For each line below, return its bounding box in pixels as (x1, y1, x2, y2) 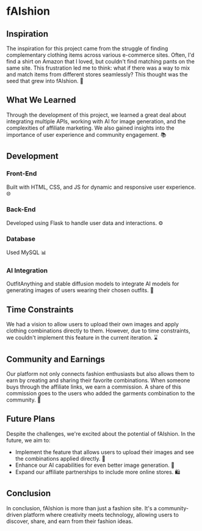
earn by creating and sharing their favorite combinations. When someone (6, 377, 190, 384)
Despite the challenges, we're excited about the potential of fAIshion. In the (6, 430, 195, 438)
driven (6, 511, 23, 518)
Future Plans (6, 414, 56, 424)
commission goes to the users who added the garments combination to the (6, 390, 195, 397)
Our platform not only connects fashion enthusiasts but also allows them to (6, 370, 195, 378)
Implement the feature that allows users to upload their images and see (15, 448, 194, 456)
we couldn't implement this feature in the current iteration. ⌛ (6, 334, 158, 342)
